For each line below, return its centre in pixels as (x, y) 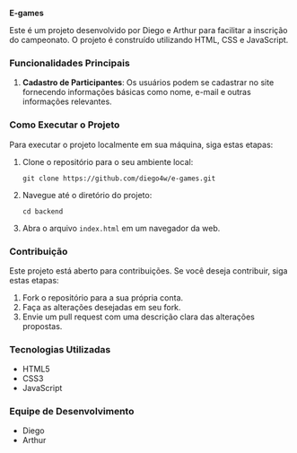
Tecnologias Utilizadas (60, 349)
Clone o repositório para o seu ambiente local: (108, 161)
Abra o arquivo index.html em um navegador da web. (121, 228)
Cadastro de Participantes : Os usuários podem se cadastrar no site (148, 83)
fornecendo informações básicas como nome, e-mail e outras (136, 92)
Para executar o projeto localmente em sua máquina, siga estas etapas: (141, 144)
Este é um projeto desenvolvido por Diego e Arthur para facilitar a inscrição (148, 30)
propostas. (42, 326)
